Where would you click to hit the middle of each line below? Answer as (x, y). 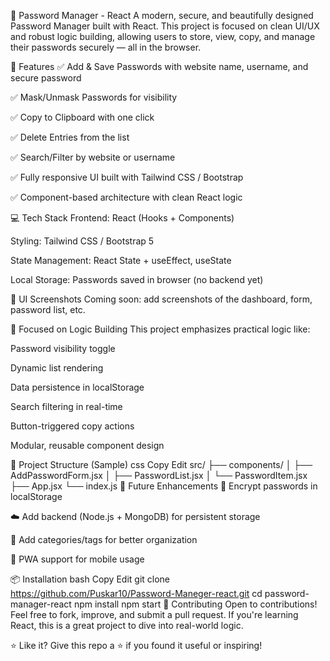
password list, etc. (48, 309)
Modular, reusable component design (87, 445)
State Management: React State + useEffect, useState (121, 260)
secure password (46, 78)
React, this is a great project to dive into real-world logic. (127, 625)
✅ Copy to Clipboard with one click (82, 117)
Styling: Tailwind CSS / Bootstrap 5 (82, 241)
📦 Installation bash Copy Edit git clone (90, 579)
